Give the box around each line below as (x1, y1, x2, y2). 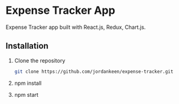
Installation (5, 41, 49, 51)
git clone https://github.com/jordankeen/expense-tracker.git (14, 69, 174, 75)
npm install (14, 79, 42, 87)
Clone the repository (14, 57, 65, 64)
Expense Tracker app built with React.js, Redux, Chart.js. (5, 23, 146, 31)
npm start (14, 91, 38, 98)
